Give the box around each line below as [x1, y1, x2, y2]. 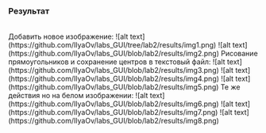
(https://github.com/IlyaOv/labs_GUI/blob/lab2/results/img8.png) [8, 116, 220, 126]
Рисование [221, 49, 258, 59]
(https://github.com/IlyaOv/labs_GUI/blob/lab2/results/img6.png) [8, 99, 220, 108]
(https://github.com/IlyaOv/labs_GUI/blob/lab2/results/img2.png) [8, 49, 220, 59]
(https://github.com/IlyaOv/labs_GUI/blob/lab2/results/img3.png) [8, 66, 220, 75]
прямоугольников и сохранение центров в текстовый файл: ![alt [8, 57, 226, 66]
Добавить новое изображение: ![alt [8, 32, 129, 41]
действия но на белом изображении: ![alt [8, 91, 148, 101]
